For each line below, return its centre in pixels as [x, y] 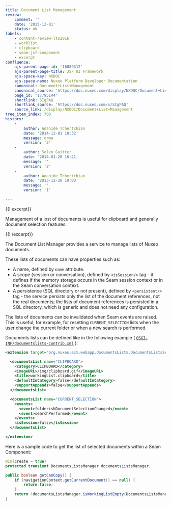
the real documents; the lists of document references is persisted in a [85, 302]
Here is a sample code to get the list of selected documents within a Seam [83, 446]
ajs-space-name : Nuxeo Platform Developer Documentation [76, 81]
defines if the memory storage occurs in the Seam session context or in [88, 280]
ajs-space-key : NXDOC [37, 76]
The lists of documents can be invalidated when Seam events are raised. [81, 317]
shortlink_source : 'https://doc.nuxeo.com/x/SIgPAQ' [72, 105]
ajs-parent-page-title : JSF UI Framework [59, 72]
